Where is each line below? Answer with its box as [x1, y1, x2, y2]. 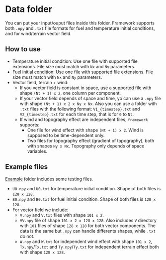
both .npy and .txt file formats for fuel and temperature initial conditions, [5, 25, 155, 31]
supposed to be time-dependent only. [27, 132, 105, 138]
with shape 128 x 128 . [19, 249, 65, 255]
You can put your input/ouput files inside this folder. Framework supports [5, 20, 155, 26]
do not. [19, 233, 35, 239]
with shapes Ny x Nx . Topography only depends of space [27, 143, 145, 149]
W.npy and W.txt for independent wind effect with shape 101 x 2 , [19, 238, 153, 245]
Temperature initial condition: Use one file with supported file [12, 58, 138, 64]
